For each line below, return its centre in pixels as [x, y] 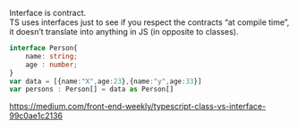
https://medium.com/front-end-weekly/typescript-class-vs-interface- [138, 107]
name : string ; [51, 56]
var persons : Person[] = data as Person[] [92, 89]
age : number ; [51, 64]
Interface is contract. [48, 13]
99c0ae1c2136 [36, 116]
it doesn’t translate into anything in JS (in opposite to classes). [124, 32]
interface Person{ [43, 48]
